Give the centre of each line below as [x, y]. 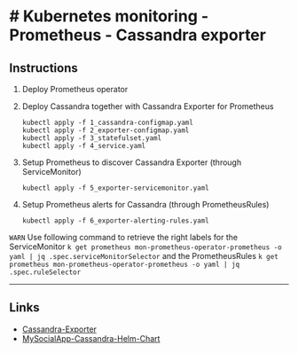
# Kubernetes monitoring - [109, 16]
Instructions [43, 68]
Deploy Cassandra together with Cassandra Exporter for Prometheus [148, 106]
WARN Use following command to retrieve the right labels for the [123, 237]
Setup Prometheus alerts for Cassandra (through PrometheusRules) [145, 204]
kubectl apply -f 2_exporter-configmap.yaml [106, 130]
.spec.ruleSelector [45, 272]
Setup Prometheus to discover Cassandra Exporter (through [132, 162]
